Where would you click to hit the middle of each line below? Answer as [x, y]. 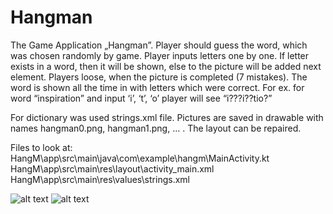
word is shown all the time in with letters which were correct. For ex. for [157, 87]
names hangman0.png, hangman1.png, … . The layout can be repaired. [156, 128]
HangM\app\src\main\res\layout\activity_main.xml [112, 168]
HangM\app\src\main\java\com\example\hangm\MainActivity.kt [140, 158]
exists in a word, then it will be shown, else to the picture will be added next [166, 66]
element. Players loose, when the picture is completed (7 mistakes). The [159, 77]
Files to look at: [41, 147]
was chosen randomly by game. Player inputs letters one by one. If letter [160, 55]
